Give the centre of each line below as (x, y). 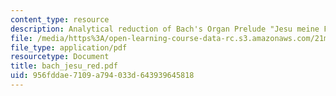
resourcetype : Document (60, 57)
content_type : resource (60, 19)
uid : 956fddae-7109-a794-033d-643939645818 (102, 76)
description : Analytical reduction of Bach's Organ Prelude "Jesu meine (165, 29)
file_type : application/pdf (69, 47)
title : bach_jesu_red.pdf (64, 66)
